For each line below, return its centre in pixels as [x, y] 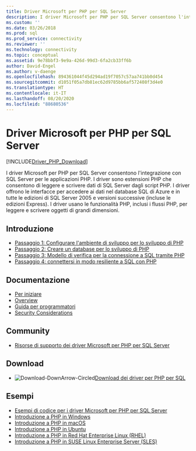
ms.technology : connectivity [41, 50]
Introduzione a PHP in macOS [50, 423]
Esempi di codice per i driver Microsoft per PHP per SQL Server [91, 410]
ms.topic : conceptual [32, 55]
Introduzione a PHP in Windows [52, 416]
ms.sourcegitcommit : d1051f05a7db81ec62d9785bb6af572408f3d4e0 [85, 83]
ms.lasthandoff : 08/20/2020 [40, 98]
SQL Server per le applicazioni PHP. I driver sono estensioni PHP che [89, 179]
